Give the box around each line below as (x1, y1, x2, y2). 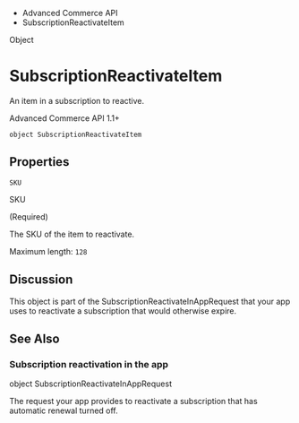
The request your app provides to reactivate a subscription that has (9, 396, 258, 407)
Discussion (9, 272, 73, 288)
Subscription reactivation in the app (9, 358, 168, 370)
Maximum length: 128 (9, 246, 88, 256)
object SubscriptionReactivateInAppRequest (9, 378, 173, 389)
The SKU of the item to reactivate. (9, 229, 135, 239)
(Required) (9, 211, 49, 222)
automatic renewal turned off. (9, 405, 118, 416)
